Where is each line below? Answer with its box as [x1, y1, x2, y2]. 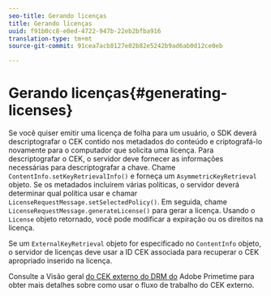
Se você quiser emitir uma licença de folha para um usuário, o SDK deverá [8, 128, 257, 138]
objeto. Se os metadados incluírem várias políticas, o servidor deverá [8, 180, 239, 190]
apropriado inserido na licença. [8, 256, 113, 266]
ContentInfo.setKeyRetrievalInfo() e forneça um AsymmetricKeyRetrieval [8, 171, 257, 181]
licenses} [8, 101, 73, 120]
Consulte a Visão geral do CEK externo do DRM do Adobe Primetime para [8, 272, 255, 281]
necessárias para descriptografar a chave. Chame [8, 163, 176, 173]
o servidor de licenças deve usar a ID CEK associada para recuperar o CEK [8, 247, 260, 257]
